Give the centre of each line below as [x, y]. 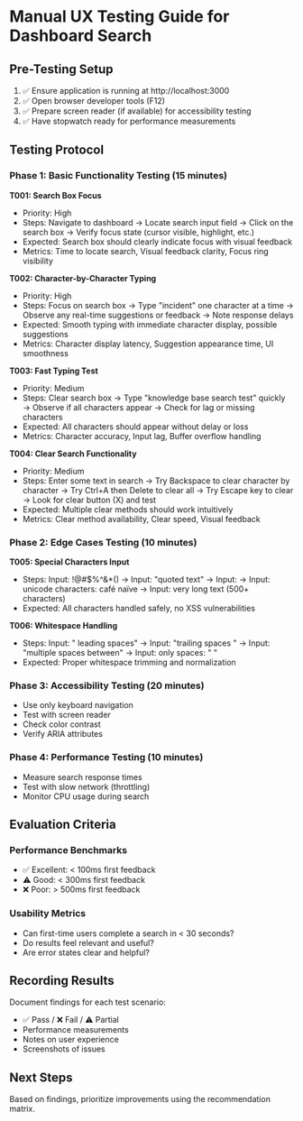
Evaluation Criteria [63, 824]
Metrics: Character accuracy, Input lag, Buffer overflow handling [142, 436]
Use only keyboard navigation [78, 705]
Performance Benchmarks [69, 850]
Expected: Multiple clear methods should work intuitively [128, 509]
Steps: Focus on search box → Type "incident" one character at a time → [158, 305]
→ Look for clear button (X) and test [89, 500]
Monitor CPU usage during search [86, 796]
